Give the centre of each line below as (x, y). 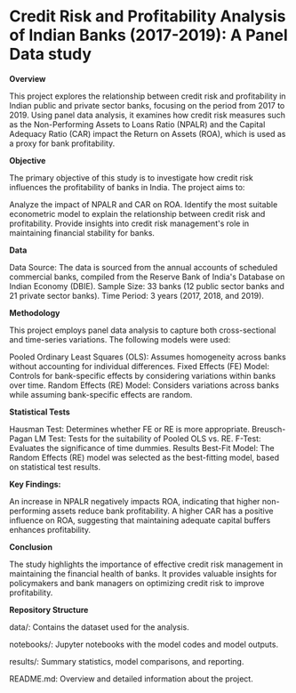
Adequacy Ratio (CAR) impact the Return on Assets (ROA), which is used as (148, 133)
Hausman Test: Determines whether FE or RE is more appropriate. (130, 429)
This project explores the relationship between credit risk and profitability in (148, 96)
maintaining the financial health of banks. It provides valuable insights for (143, 573)
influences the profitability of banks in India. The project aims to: (127, 187)
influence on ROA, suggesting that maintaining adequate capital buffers (140, 520)
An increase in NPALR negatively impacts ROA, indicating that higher (135, 501)
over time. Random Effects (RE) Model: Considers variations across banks (144, 385)
